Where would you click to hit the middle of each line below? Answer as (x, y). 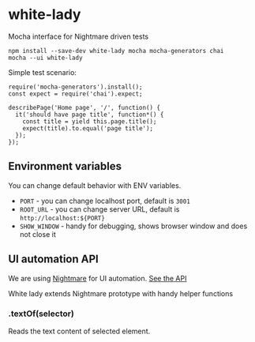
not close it (38, 234)
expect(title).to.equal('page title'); (88, 128)
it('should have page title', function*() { (90, 115)
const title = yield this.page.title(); (90, 121)
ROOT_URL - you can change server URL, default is (99, 209)
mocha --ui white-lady (45, 58)
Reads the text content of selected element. (79, 331)
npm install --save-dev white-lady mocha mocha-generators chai (116, 51)
